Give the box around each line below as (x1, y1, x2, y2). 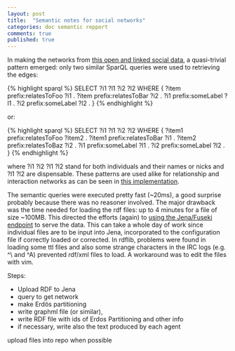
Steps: (7, 272, 26, 280)
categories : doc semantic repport (7, 23, 109, 30)
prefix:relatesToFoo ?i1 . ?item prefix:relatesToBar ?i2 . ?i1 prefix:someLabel (7, 92, 223, 100)
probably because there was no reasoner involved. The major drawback (7, 198, 216, 207)
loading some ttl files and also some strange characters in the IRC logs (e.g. (7, 243, 226, 251)
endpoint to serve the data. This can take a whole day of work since (7, 220, 203, 229)
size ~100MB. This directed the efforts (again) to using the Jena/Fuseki (7, 213, 213, 222)
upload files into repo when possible (7, 336, 112, 345)
